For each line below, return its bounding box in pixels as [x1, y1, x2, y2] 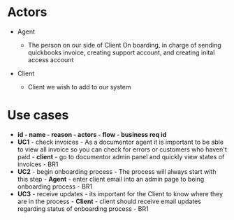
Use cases [7, 108, 69, 123]
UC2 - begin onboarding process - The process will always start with [17, 167, 217, 175]
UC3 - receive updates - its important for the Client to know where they [17, 189, 224, 198]
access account [27, 55, 74, 64]
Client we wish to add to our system [27, 82, 131, 91]
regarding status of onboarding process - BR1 [17, 204, 149, 213]
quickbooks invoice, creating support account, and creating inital [27, 48, 215, 57]
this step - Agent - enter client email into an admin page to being [17, 175, 205, 183]
